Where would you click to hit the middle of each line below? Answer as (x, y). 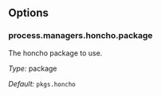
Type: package (33, 68)
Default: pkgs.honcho (42, 83)
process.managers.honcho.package (80, 36)
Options (29, 13)
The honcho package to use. (55, 53)
